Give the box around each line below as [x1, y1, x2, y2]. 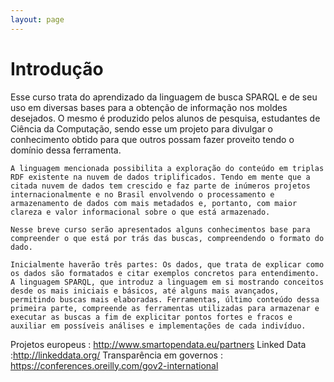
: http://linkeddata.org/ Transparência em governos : [10, 349, 223, 361]
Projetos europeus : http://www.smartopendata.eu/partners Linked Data [10, 338, 307, 350]
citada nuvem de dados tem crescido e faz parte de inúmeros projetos [10, 181, 311, 191]
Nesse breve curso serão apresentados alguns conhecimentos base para [10, 224, 311, 235]
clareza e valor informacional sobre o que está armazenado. [10, 207, 271, 217]
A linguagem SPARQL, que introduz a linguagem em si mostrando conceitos [10, 277, 325, 287]
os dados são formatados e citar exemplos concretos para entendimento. [10, 268, 320, 278]
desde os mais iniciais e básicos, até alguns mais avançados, [10, 286, 280, 296]
